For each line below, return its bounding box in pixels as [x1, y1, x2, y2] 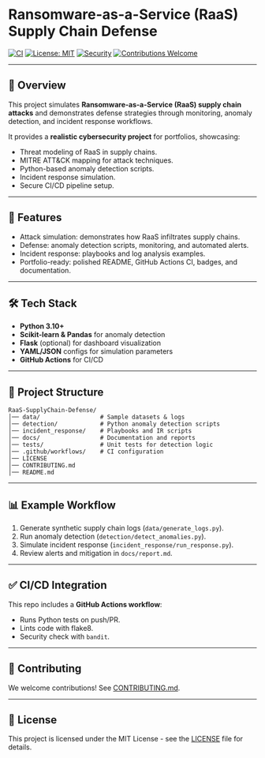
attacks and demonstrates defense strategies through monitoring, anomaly [8, 108, 252, 118]
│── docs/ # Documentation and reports [8, 434, 196, 442]
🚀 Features [8, 211, 62, 224]
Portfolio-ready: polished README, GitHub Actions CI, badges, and [19, 257, 238, 266]
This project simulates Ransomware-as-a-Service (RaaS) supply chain [8, 99, 242, 109]
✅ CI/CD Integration [8, 579, 108, 592]
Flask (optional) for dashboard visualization [19, 338, 162, 348]
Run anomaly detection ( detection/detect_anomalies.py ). [19, 531, 207, 541]
